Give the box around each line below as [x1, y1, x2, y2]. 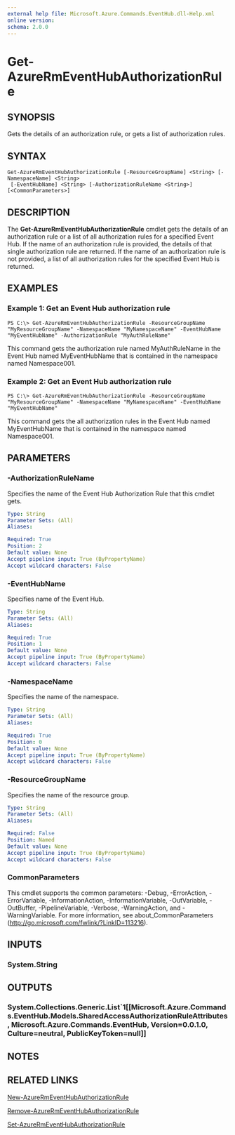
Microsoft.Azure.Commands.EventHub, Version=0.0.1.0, [11, 1020, 208, 1030]
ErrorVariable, [7, 896, 48, 904]
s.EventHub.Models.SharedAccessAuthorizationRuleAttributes [7, 1011, 228, 1021]
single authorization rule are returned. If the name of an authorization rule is [7, 247, 227, 255]
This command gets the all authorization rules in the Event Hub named [7, 417, 210, 425]
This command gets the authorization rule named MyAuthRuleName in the [7, 344, 221, 352]
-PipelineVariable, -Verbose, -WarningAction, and [38, 903, 181, 912]
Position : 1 [7, 640, 42, 648]
